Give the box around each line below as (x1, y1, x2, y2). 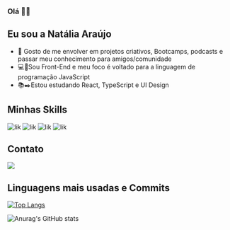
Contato (7, 143, 44, 155)
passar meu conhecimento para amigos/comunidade (17, 54, 172, 63)
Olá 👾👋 (7, 6, 30, 16)
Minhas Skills (7, 104, 68, 116)
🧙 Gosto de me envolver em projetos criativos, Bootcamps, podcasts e (17, 47, 224, 55)
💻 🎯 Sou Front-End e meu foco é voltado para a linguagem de (17, 62, 196, 71)
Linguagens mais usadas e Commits (7, 182, 170, 194)
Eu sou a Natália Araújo (7, 28, 112, 40)
